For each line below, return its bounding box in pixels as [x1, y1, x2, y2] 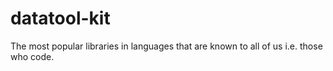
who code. [10, 50, 55, 62]
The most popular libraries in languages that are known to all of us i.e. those [10, 40, 323, 52]
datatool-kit [10, 7, 111, 30]
